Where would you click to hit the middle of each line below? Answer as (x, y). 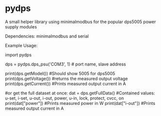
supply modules (21, 26)
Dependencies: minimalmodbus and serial (47, 36)
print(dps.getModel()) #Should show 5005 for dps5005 (60, 73)
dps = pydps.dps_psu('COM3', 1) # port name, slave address (65, 64)
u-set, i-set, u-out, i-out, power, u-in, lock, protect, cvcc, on (64, 98)
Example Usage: (21, 45)
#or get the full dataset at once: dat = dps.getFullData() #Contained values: (80, 93)
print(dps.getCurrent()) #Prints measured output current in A (65, 84)
